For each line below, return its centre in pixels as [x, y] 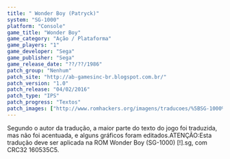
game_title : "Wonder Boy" [44, 32]
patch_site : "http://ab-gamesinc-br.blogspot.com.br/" [87, 77]
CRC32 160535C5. [33, 149]
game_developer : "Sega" [41, 52]
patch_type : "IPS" [33, 96]
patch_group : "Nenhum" [39, 70]
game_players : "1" [33, 45]
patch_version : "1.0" [38, 83]
